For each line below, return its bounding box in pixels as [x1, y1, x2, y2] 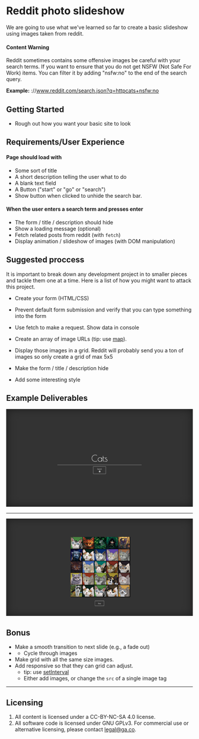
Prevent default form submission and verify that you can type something [14, 306, 192, 313]
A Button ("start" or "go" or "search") [14, 185, 106, 193]
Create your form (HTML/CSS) [14, 294, 89, 301]
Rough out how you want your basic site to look [14, 120, 131, 127]
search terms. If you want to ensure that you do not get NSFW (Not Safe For [6, 63, 191, 70]
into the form [14, 312, 47, 319]
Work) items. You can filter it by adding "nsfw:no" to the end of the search [6, 69, 187, 76]
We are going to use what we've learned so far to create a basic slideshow [6, 24, 188, 31]
